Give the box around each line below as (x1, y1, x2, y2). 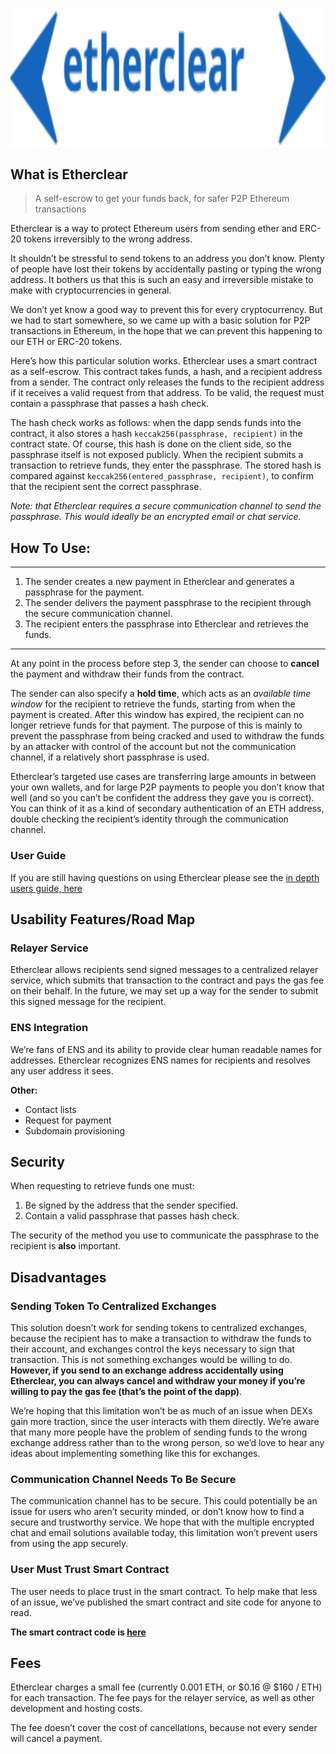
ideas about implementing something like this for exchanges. (10, 1448, 261, 1460)
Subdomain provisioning (24, 1124, 126, 1137)
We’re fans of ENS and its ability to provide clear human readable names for (10, 1043, 323, 1055)
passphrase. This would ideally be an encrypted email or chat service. (10, 511, 302, 523)
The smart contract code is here (10, 1626, 147, 1638)
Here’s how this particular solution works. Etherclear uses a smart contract (10, 355, 318, 367)
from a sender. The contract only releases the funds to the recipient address (10, 376, 325, 388)
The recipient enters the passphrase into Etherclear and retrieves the (24, 618, 310, 630)
